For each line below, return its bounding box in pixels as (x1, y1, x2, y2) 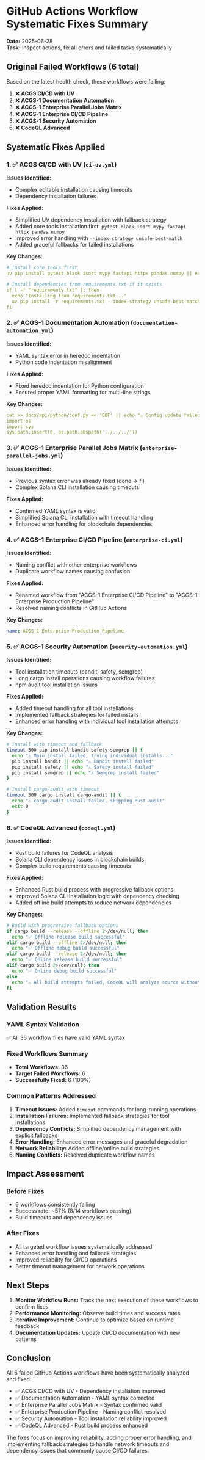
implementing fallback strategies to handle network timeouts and (6, 1440, 170, 1448)
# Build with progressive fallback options (6, 922, 119, 929)
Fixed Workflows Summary (6, 1050, 88, 1058)
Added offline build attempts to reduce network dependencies (15, 899, 172, 906)
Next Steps (6, 1280, 49, 1291)
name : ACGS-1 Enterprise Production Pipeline (6, 628, 124, 634)
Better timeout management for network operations (15, 1262, 145, 1269)
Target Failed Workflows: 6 (15, 1070, 85, 1077)
